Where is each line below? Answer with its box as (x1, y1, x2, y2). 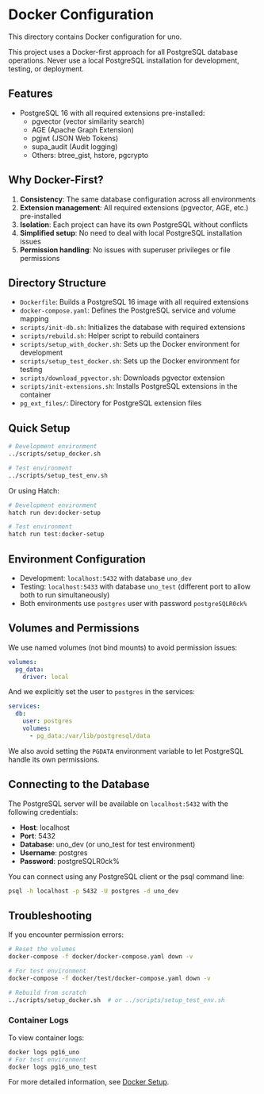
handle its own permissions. (8, 754, 100, 764)
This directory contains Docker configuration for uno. (8, 32, 182, 41)
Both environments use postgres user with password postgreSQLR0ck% (19, 599, 247, 608)
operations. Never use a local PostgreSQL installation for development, (8, 56, 239, 65)
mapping (19, 314, 49, 324)
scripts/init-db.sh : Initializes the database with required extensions (19, 323, 246, 332)
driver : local (22, 673, 69, 681)
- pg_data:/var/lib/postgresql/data (29, 731, 151, 739)
